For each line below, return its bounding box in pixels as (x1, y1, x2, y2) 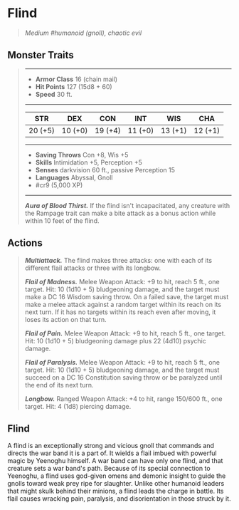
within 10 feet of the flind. (24, 216, 100, 225)
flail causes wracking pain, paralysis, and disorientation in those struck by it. (7, 494, 231, 503)
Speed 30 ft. (35, 90, 73, 98)
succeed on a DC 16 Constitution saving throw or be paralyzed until (24, 373, 223, 382)
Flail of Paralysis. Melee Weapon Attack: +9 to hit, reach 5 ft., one (24, 358, 221, 366)
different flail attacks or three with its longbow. (24, 264, 161, 272)
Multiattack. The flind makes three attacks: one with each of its (24, 256, 212, 264)
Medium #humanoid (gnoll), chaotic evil (24, 28, 142, 37)
